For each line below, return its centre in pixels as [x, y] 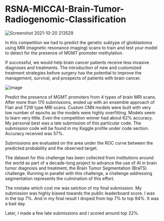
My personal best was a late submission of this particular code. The [73, 123]
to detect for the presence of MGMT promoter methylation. [64, 53]
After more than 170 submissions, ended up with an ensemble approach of [80, 102]
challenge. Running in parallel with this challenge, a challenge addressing [79, 173]
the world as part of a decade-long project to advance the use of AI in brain [81, 163]
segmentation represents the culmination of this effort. [60, 178]
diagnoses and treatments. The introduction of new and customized [73, 68]
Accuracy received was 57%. [35, 133]
